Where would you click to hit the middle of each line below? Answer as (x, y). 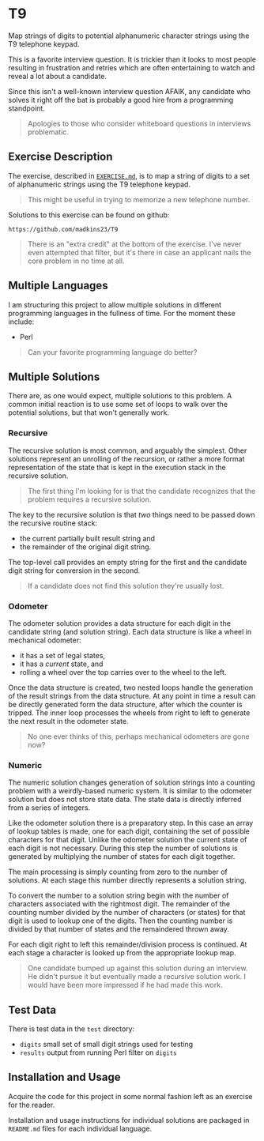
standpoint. (26, 108)
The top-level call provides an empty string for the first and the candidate (128, 562)
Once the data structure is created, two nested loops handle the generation (131, 687)
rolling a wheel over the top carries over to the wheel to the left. (123, 672)
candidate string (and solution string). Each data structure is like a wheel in (130, 631)
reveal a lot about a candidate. (57, 76)
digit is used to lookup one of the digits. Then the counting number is (121, 921)
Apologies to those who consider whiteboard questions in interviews (139, 123)
